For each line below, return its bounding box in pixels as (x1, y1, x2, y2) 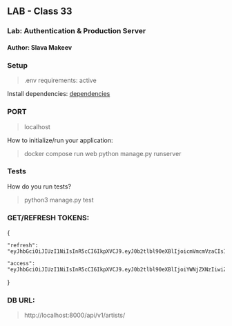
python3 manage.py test (23, 195, 94, 204)
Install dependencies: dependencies (7, 90, 110, 98)
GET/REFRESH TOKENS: (7, 213, 90, 222)
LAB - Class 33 (7, 6, 72, 17)
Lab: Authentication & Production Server (7, 26, 146, 36)
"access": (7, 260, 36, 267)
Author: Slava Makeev (7, 43, 72, 51)
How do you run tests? (7, 182, 71, 191)
